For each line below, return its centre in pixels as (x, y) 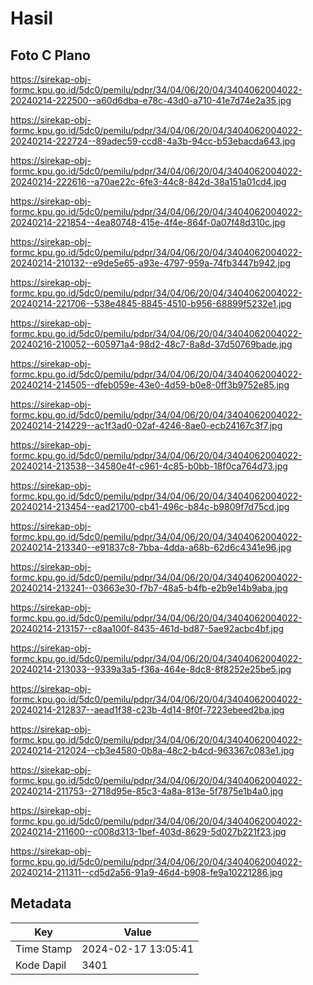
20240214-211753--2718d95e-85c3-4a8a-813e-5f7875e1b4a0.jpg (147, 791)
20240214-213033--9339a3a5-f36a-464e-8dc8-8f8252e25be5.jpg (151, 669)
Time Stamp (44, 949)
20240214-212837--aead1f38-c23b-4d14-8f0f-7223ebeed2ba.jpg (147, 710)
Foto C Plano (50, 55)
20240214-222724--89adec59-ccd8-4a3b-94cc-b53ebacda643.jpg (153, 141)
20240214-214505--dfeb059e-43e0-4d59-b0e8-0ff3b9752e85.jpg (150, 385)
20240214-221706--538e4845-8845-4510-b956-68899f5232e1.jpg (151, 303)
